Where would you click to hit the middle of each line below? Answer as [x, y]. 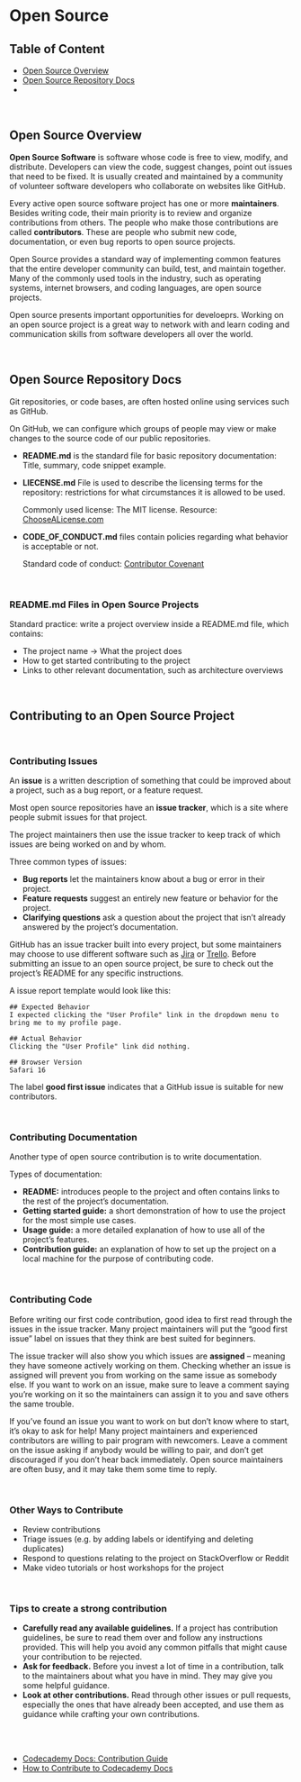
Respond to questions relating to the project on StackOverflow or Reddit [155, 1558]
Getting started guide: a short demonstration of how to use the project [154, 1211]
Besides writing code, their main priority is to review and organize [131, 213]
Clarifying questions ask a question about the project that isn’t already [154, 918]
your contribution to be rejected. [82, 1657]
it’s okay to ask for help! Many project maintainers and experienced [133, 1431]
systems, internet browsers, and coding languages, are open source [136, 287]
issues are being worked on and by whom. [88, 844]
